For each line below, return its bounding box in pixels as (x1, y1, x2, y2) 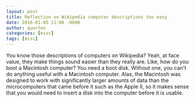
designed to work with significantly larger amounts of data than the (6, 77, 169, 84)
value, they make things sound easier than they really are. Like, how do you (6, 58, 189, 65)
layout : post (6, 8, 38, 15)
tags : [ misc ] (6, 36, 38, 42)
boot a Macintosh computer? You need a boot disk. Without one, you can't (6, 64, 187, 71)
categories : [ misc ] (6, 30, 54, 36)
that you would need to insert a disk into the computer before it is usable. (6, 89, 184, 96)
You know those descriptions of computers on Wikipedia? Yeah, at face (6, 52, 180, 59)
